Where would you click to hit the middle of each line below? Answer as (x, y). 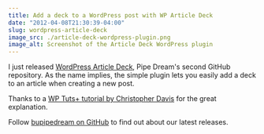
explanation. (28, 107)
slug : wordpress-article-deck (58, 30)
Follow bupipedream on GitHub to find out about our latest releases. (118, 122)
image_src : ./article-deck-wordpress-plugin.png (89, 37)
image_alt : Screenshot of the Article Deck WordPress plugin (111, 45)
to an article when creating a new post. (72, 84)
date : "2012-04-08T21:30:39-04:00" (67, 23)
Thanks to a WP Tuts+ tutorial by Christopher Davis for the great (112, 99)
